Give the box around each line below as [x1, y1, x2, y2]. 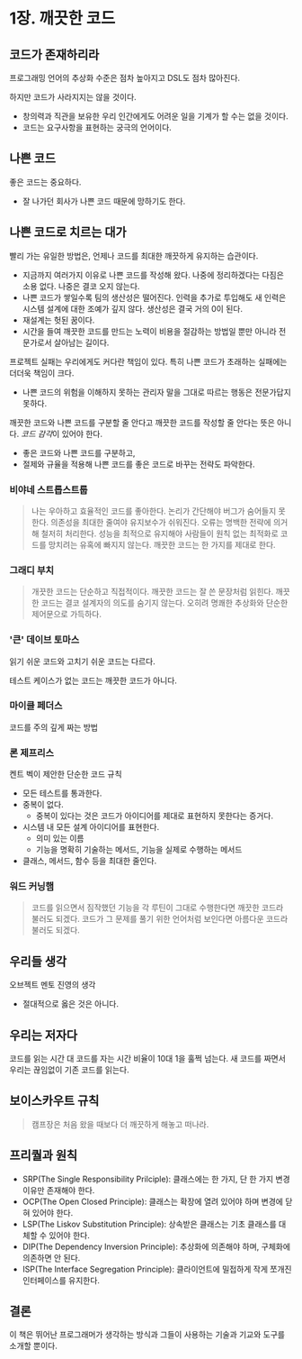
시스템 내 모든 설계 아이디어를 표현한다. [22, 822, 160, 833]
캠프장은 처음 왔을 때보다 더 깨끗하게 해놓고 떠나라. [31, 1118, 209, 1129]
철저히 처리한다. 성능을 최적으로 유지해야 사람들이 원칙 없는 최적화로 [40, 528, 279, 539]
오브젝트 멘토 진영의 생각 [9, 980, 96, 990]
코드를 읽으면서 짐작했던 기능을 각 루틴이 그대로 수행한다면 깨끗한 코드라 [31, 902, 284, 913]
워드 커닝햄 [9, 880, 55, 893]
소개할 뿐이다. [9, 1340, 58, 1352]
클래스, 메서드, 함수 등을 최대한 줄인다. [22, 855, 157, 866]
